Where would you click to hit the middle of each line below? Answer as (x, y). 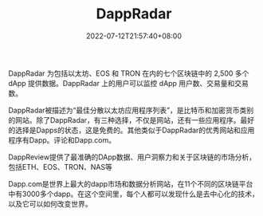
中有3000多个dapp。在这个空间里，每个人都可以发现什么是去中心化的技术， (133, 194)
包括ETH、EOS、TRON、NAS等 (61, 167)
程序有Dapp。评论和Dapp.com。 (62, 139)
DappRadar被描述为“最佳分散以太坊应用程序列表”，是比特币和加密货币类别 (131, 110)
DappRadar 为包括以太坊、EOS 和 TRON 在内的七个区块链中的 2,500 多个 (129, 73)
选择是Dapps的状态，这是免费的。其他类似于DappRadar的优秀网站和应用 (135, 130)
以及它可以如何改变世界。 (50, 203)
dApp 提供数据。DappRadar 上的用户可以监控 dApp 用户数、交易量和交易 (129, 83)
